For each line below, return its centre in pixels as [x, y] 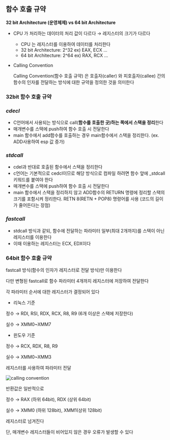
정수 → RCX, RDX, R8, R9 [32, 346]
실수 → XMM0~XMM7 [29, 324]
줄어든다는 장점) [34, 205]
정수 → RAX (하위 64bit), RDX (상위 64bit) [48, 399]
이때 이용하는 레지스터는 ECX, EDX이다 [52, 243]
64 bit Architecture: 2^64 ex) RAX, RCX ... [64, 55]
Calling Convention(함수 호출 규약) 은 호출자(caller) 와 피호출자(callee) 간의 [89, 76]
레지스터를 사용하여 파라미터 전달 [39, 367]
